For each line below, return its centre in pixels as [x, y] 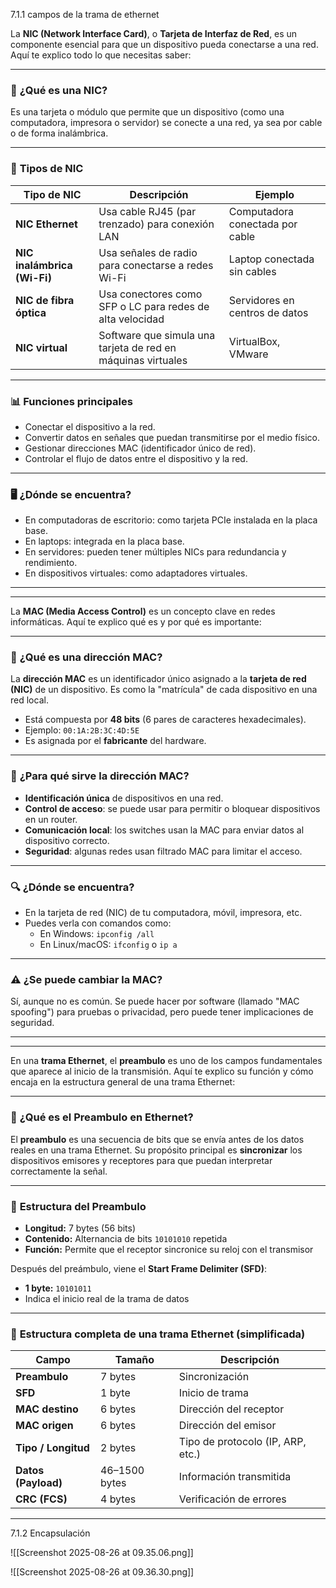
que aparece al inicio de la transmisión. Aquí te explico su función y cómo [162, 1071]
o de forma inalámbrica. [59, 133]
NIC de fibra [45, 300]
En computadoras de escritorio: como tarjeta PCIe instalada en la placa [171, 520]
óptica [31, 312]
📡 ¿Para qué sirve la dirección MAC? [100, 776]
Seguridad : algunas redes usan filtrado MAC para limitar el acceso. [163, 851]
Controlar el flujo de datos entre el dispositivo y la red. [136, 458]
